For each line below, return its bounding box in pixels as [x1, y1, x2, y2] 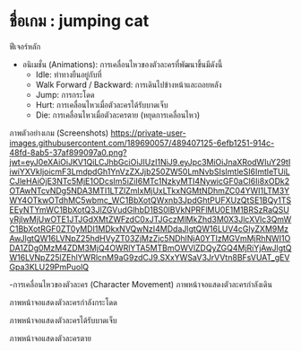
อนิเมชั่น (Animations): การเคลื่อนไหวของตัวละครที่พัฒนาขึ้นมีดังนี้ [21, 58, 223, 69]
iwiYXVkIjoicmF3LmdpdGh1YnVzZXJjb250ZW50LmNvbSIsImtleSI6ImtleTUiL [9, 166, 290, 177]
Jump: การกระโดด [35, 89, 95, 100]
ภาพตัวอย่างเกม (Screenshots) [9, 127, 109, 138]
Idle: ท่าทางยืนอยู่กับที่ [35, 69, 102, 80]
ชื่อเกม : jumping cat [9, 11, 150, 31]
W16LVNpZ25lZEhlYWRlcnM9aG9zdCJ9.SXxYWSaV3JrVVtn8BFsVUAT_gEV [9, 251, 290, 262]
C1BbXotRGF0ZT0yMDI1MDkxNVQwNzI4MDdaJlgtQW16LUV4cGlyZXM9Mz [9, 223, 289, 234]
